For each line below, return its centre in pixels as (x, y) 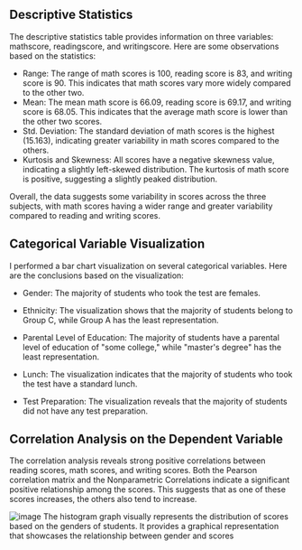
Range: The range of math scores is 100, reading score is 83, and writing (157, 73)
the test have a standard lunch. (80, 384)
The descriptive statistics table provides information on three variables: (142, 36)
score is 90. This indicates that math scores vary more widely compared (156, 83)
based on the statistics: (53, 56)
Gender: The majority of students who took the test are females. (142, 293)
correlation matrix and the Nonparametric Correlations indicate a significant (150, 480)
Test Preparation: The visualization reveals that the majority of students (155, 401)
